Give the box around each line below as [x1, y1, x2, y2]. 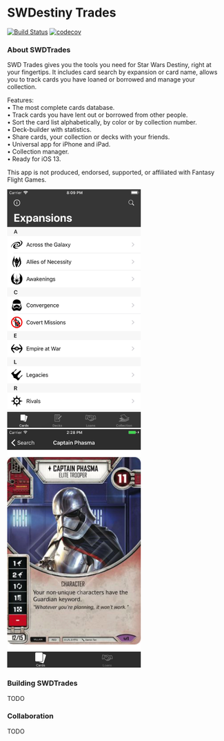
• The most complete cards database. [7, 104, 115, 112]
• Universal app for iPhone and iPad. [7, 140, 111, 149]
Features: [7, 96, 34, 104]
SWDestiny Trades [7, 5, 116, 21]
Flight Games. [7, 176, 47, 184]
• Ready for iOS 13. [7, 155, 61, 163]
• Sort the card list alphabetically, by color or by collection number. [7, 118, 198, 126]
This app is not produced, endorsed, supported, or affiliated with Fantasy [7, 168, 215, 177]
